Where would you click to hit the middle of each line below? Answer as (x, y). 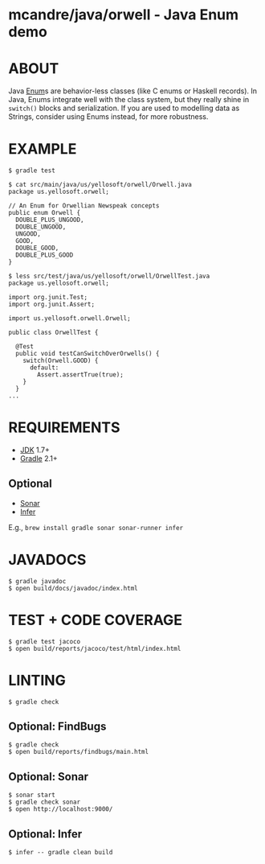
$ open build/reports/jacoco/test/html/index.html (95, 648)
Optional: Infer (45, 834)
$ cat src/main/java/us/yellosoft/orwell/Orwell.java (100, 185)
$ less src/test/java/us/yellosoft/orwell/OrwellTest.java (109, 276)
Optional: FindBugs (57, 727)
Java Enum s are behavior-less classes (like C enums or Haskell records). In (133, 91)
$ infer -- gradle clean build (61, 853)
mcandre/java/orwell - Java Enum (124, 15)
